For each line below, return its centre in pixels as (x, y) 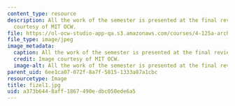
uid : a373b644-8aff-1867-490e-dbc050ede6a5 (72, 91)
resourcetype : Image (37, 78)
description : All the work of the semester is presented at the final (112, 20)
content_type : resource (42, 14)
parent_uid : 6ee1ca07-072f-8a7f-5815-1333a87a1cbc (83, 72)
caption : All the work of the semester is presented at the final (112, 53)
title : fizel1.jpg (34, 85)
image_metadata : (31, 46)
